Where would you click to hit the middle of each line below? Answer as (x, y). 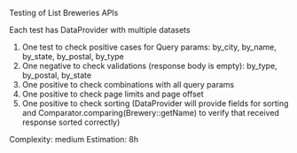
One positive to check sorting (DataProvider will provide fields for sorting (155, 103)
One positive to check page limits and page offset (113, 94)
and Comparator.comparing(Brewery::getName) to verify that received (150, 113)
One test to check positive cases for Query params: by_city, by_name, (149, 47)
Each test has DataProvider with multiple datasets (100, 30)
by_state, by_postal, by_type (73, 56)
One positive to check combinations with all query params (128, 84)
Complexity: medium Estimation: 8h (74, 139)
